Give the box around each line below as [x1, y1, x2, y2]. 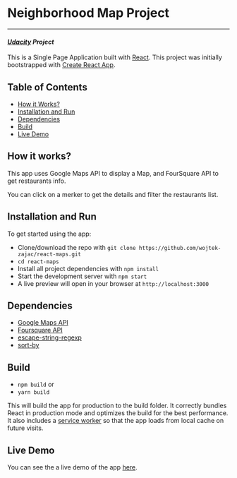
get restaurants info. [7, 177, 66, 185]
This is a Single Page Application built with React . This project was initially [7, 53, 222, 61]
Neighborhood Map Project [7, 5, 170, 21]
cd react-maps [17, 258, 59, 265]
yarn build [17, 389, 50, 396]
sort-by [17, 341, 39, 349]
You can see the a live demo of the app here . [7, 463, 138, 472]
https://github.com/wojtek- [138, 244, 221, 251]
